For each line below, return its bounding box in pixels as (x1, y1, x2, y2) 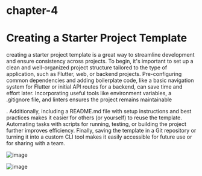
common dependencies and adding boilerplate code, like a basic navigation (6, 77, 194, 84)
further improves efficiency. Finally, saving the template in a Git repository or (6, 127, 197, 134)
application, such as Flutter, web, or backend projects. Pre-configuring (6, 71, 182, 78)
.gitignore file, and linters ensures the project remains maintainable (6, 96, 172, 103)
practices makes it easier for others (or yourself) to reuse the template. (6, 114, 183, 121)
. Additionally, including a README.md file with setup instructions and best (6, 108, 192, 115)
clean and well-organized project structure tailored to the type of (6, 64, 168, 71)
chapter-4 (6, 4, 58, 17)
